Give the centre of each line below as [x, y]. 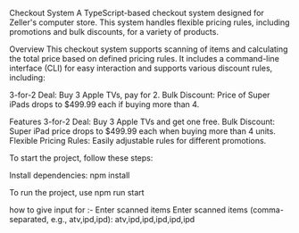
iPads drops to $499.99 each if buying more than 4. [104, 104]
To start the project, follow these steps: [81, 158]
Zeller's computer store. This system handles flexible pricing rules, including [149, 22]
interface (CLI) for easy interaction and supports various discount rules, [141, 68]
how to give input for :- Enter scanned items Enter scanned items [129, 210]
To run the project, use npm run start [77, 192]
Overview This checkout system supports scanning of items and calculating [149, 49]
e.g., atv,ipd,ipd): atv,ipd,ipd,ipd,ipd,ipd [123, 219]
